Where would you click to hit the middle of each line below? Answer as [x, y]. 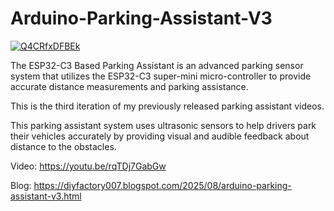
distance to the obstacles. [63, 146]
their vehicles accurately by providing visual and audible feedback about [160, 136]
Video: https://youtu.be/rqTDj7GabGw [88, 166]
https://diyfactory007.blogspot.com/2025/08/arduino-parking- [162, 185]
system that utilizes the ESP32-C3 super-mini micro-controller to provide [161, 76]
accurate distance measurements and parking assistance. [129, 86]
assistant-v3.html [46, 196]
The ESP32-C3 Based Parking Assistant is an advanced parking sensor [157, 65]
